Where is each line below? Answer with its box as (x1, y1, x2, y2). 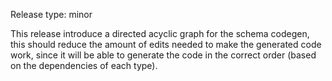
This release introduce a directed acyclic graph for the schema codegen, (10, 28, 310, 39)
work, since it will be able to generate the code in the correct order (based (10, 49, 317, 61)
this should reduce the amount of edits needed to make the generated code (10, 39, 322, 50)
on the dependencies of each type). (10, 60, 158, 71)
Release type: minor (10, 9, 93, 20)
